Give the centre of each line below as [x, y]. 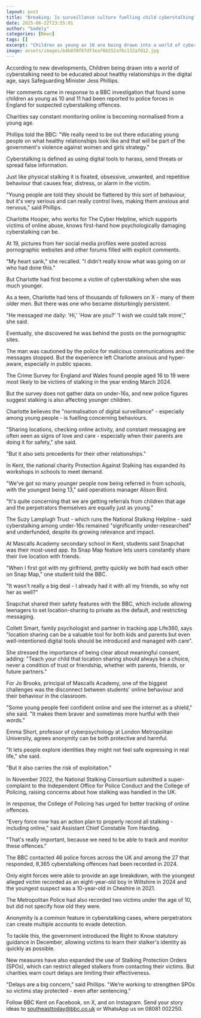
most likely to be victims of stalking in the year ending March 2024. [89, 381]
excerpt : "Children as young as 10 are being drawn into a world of [93, 46]
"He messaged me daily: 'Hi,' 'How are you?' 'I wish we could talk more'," [96, 315]
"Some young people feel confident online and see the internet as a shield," [99, 707]
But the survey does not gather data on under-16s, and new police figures [97, 393]
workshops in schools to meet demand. [55, 471]
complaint [19, 786]
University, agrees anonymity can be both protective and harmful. [87, 738]
